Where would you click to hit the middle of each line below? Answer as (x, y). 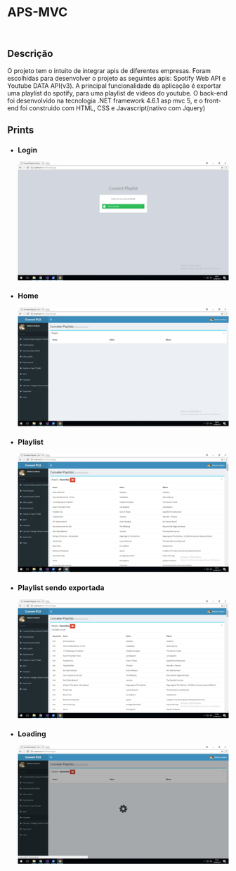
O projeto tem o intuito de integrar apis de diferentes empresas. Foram (109, 70)
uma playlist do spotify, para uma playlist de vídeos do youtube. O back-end (118, 93)
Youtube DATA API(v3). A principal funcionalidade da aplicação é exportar (114, 86)
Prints (21, 130)
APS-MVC (38, 12)
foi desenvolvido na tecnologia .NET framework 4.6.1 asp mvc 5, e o (105, 100)
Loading (32, 733)
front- (213, 100)
